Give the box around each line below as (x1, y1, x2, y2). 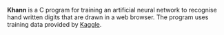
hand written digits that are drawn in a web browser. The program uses (7, 13, 209, 21)
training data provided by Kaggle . (7, 21, 102, 28)
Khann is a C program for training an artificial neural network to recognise (7, 6, 217, 14)
